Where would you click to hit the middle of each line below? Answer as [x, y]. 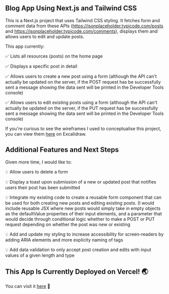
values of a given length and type [40, 255]
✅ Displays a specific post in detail [41, 66]
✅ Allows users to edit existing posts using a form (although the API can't [81, 102]
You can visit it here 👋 [28, 286]
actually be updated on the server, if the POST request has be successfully [83, 82]
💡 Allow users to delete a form [37, 171]
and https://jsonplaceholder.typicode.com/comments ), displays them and [81, 31]
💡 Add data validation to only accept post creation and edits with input [78, 250]
